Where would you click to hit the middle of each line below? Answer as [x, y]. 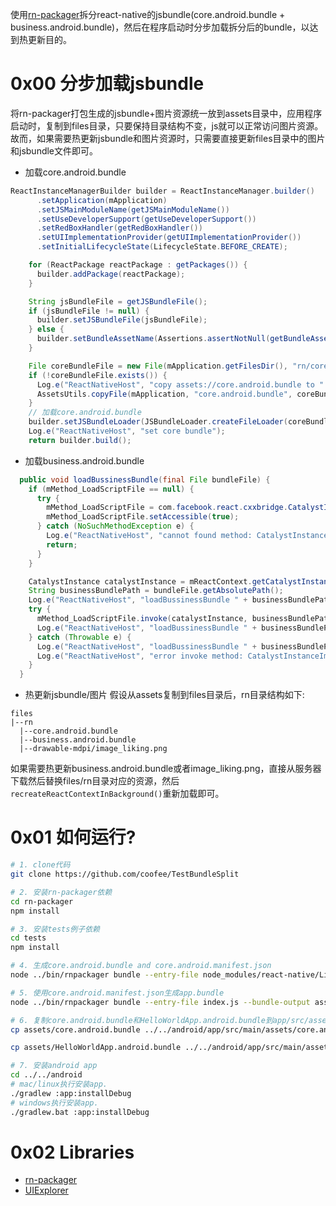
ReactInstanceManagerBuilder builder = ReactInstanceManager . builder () [162, 191]
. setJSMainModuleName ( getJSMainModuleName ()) [133, 209]
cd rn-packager [42, 901]
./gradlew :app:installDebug [71, 1093]
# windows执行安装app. [54, 1103]
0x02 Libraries [72, 1152]
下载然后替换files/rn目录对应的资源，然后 [95, 781]
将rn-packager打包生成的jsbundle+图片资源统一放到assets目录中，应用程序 [166, 113]
